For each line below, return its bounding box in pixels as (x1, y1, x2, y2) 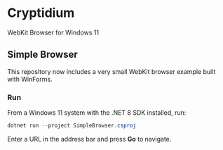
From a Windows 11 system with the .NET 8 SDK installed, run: (7, 108, 187, 117)
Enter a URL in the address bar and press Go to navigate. (7, 135, 172, 143)
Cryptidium (7, 5, 75, 21)
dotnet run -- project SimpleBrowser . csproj (7, 122, 137, 130)
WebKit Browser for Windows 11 (7, 28, 100, 37)
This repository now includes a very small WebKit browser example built (7, 67, 216, 75)
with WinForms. (7, 75, 53, 83)
